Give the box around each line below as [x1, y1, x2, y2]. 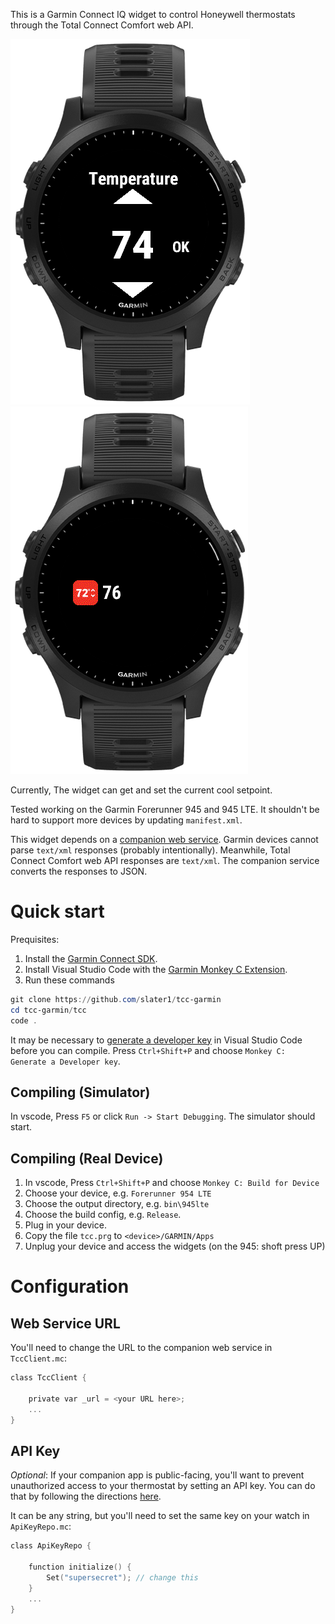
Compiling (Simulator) [10, 1084, 151, 1101]
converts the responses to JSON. [10, 865, 148, 877]
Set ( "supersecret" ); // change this [46, 1573, 199, 1583]
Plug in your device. [24, 1219, 107, 1231]
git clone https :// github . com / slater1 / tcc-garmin [10, 994, 222, 1004]
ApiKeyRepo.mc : [10, 1520, 72, 1533]
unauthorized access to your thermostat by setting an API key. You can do [10, 1480, 316, 1492]
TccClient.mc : [10, 1352, 67, 1364]
